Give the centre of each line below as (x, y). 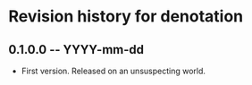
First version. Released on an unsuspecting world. (113, 71)
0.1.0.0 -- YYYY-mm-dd (76, 50)
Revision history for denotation (126, 17)
